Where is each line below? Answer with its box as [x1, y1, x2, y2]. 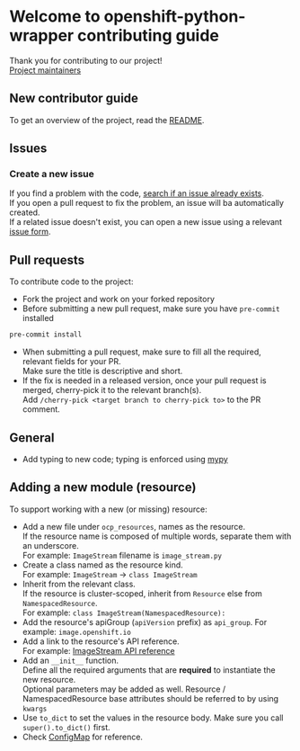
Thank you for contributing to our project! [9, 55, 163, 66]
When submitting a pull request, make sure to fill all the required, [22, 346, 262, 357]
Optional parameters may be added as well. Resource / [22, 684, 226, 694]
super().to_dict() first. [22, 721, 110, 732]
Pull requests [9, 252, 85, 267]
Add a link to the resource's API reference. [22, 636, 180, 647]
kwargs [22, 704, 48, 713]
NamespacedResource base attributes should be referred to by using [22, 693, 279, 703]
